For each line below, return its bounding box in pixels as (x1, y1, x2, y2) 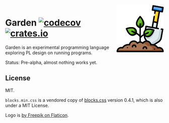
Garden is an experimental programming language (5, 44, 110, 50)
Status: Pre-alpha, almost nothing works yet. (5, 59, 98, 65)
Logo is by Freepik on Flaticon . (5, 112, 69, 118)
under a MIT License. (5, 102, 49, 108)
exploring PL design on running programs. (5, 50, 93, 56)
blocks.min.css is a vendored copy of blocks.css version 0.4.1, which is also (5, 97, 163, 103)
